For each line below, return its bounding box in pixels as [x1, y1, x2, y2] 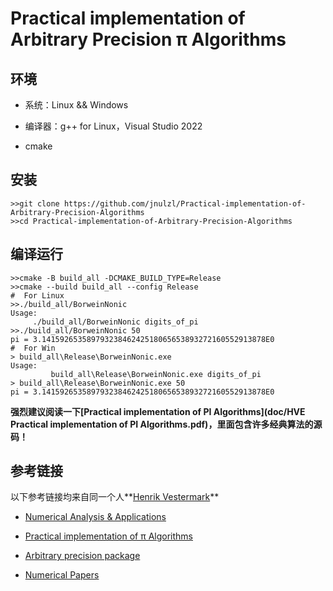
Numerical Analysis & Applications [24, 511, 167, 523]
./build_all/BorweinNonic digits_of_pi [32, 317, 199, 327]
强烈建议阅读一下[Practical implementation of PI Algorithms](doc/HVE [10, 405, 306, 417]
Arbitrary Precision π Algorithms [10, 28, 287, 51]
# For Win [10, 343, 56, 353]
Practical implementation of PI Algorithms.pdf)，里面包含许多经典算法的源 [10, 418, 323, 430]
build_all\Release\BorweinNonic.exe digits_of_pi [50, 369, 262, 379]
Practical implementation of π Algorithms [24, 530, 193, 542]
